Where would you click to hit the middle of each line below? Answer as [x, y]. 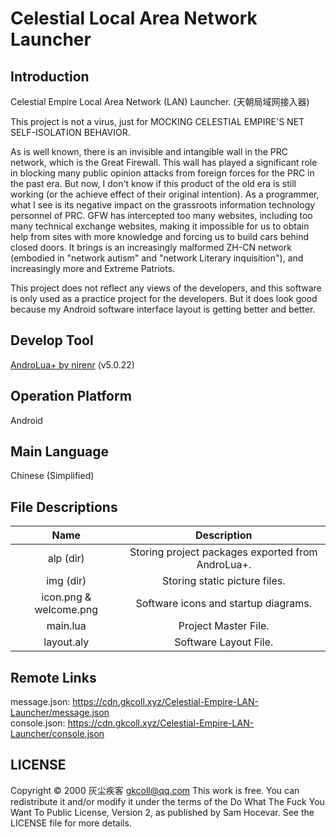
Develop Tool [52, 340]
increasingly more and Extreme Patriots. [93, 268]
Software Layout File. [224, 642]
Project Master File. [224, 626]
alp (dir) [66, 559]
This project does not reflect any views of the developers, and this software [166, 288]
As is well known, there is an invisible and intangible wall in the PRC [149, 151]
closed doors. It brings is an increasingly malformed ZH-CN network [151, 247]
